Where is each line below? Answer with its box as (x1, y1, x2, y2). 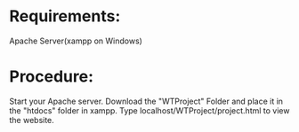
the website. (9, 114, 55, 125)
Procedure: (9, 66, 94, 87)
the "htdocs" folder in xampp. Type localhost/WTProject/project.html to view (9, 105, 290, 116)
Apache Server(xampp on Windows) (9, 35, 142, 46)
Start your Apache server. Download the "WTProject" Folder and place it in (9, 96, 283, 106)
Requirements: (9, 6, 121, 27)
